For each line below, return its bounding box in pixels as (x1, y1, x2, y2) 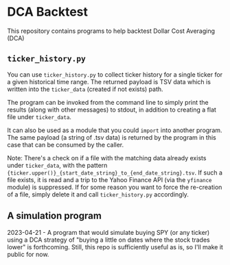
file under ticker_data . (7, 112, 72, 121)
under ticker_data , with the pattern (7, 161, 108, 169)
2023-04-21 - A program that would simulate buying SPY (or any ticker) (7, 228, 210, 236)
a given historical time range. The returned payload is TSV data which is (7, 77, 211, 86)
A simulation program (7, 210, 102, 222)
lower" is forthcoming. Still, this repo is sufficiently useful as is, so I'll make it (7, 242, 223, 251)
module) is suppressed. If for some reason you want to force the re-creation (7, 183, 222, 191)
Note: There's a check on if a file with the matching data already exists (7, 153, 207, 162)
